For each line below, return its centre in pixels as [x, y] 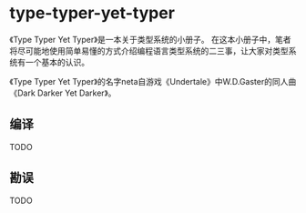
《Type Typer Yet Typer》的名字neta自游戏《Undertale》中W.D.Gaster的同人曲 [153, 81]
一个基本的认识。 [57, 62]
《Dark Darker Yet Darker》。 [63, 93]
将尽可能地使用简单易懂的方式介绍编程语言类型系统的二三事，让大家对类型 [149, 51]
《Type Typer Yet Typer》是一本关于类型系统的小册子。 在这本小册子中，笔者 [150, 39]
